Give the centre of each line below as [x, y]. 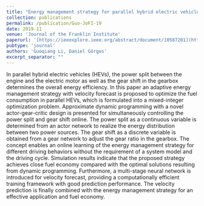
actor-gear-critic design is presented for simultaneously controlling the [95, 113]
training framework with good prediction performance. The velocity [90, 184]
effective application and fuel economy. [56, 196]
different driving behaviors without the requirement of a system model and [99, 151]
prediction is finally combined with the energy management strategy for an [100, 190]
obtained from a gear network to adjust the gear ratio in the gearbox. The [98, 138]
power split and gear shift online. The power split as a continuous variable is [101, 119]
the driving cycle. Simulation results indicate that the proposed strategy [96, 158]
